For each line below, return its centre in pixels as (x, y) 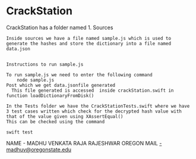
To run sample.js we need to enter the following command (79, 75)
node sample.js (36, 80)
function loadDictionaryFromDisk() (50, 96)
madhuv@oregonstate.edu (39, 149)
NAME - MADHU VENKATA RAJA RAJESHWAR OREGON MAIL (82, 143)
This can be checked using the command (56, 121)
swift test (20, 132)
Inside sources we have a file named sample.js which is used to (88, 38)
